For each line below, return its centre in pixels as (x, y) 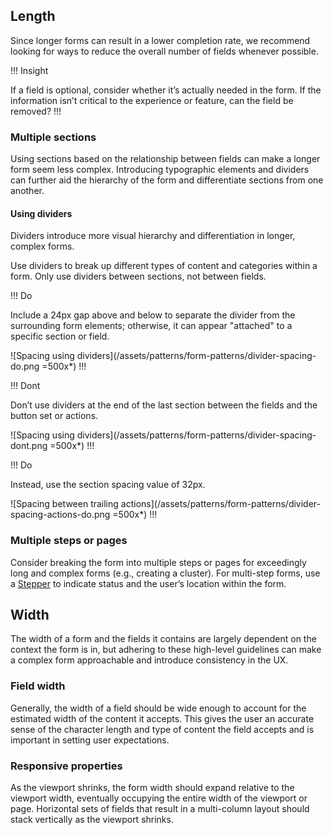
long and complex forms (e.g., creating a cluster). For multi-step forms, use (165, 573)
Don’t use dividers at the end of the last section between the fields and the (164, 405)
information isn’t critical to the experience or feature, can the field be (152, 100)
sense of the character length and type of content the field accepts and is (162, 729)
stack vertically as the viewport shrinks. (92, 820)
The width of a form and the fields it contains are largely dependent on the (163, 639)
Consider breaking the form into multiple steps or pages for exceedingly (158, 562)
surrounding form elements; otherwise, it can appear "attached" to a (151, 326)
